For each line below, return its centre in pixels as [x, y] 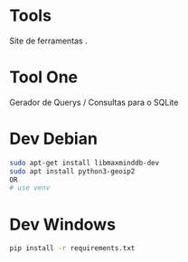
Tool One [44, 77]
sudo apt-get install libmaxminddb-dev [85, 163]
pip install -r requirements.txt [72, 248]
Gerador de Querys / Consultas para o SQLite [94, 102]
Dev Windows [62, 225]
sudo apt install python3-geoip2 [72, 171]
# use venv [30, 188]
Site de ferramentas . [48, 41]
